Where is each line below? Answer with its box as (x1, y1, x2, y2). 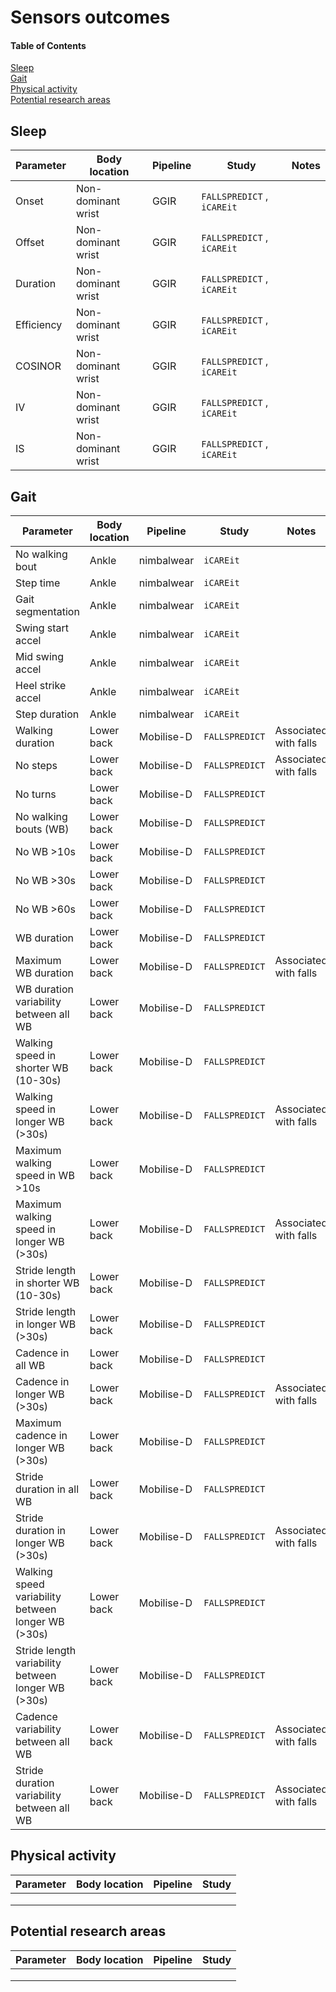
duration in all (15, 1482, 80, 1496)
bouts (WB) (15, 822, 70, 836)
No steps (15, 759, 58, 773)
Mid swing (15, 650, 65, 664)
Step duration (15, 707, 80, 721)
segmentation (15, 605, 80, 619)
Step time (15, 576, 61, 590)
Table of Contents (10, 39, 87, 51)
